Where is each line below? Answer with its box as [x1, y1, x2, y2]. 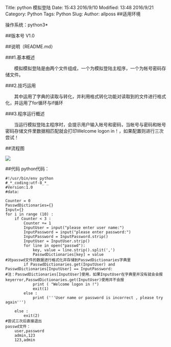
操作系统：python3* [5, 22, 48, 28]
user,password [14, 329, 44, 334]
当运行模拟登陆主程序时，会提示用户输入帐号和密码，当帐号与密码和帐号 [14, 122, 166, 127]
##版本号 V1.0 [5, 33, 35, 38]
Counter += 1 [23, 221, 52, 226]
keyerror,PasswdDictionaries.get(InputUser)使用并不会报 [5, 277, 125, 283]
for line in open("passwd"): [23, 243, 86, 248]
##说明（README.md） [5, 44, 56, 50]
